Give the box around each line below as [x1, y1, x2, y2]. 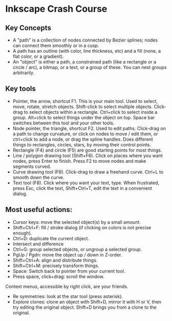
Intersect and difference [12, 241, 64, 247]
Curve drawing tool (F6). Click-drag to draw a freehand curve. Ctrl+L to [12, 168, 164, 175]
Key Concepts [5, 24, 51, 32]
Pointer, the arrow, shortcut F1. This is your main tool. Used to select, [12, 98, 158, 104]
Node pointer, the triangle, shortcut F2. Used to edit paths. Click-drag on [12, 125, 166, 131]
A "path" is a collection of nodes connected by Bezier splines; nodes [12, 37, 158, 43]
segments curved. [12, 163, 51, 169]
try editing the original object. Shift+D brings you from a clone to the [12, 304, 157, 310]
